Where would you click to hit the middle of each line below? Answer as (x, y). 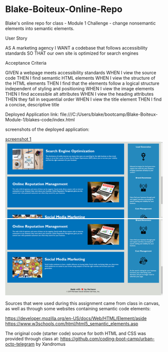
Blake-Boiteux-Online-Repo (64, 9)
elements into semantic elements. (40, 28)
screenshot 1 (18, 139)
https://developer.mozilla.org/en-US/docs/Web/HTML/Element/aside (76, 318)
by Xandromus (51, 344)
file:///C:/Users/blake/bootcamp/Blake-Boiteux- (109, 114)
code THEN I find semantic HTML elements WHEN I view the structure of (80, 78)
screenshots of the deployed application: (47, 129)
